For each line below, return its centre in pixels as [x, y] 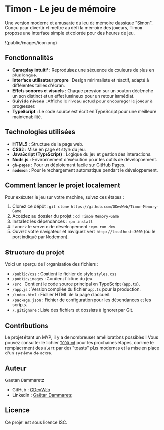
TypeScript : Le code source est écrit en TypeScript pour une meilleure [84, 111]
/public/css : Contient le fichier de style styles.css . [65, 274]
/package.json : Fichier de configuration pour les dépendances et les [82, 300]
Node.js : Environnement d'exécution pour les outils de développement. [85, 159]
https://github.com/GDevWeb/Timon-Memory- [115, 207]
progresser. [24, 106]
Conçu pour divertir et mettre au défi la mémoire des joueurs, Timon [74, 27]
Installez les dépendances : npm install [52, 221]
